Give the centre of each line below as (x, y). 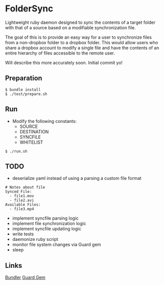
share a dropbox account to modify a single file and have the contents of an (82, 48)
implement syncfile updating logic (47, 229)
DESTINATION (34, 131)
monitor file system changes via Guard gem (57, 245)
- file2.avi (22, 200)
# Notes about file (25, 187)
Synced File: (19, 192)
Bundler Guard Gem (25, 278)
